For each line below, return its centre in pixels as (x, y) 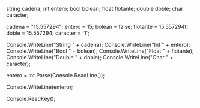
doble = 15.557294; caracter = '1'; (48, 33)
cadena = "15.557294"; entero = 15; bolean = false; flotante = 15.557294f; (97, 27)
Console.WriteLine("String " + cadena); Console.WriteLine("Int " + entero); (98, 45)
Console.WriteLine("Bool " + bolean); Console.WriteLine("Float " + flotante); (100, 51)
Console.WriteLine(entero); (40, 87)
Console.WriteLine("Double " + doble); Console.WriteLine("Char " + (90, 57)
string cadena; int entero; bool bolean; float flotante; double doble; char (95, 9)
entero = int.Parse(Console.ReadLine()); (56, 75)
